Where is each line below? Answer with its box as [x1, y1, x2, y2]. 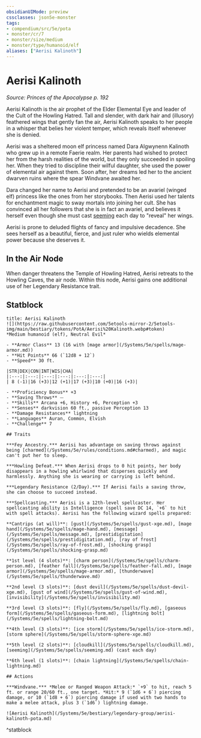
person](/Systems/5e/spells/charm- [92, 558, 181, 564]
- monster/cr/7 [6, 31, 44, 37]
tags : [6, 20, 20, 26]
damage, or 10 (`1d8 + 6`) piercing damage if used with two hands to [6, 695, 187, 701]
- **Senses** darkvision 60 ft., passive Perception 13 [6, 405, 149, 411]
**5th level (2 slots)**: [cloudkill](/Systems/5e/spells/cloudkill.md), [6, 642, 195, 648]
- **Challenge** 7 [6, 421, 52, 427]
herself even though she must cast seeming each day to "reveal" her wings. [6, 212, 194, 219]
